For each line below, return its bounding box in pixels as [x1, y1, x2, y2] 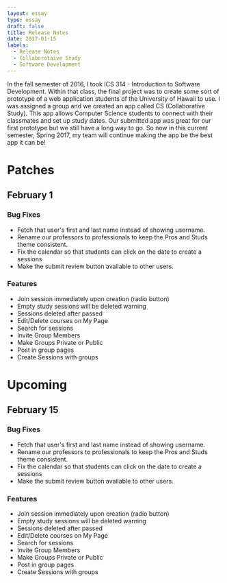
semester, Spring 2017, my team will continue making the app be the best [7, 131, 213, 139]
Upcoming [7, 377, 68, 392]
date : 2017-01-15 [7, 36, 57, 43]
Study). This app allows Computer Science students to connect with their [7, 109, 213, 117]
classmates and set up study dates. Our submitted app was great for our [7, 116, 211, 124]
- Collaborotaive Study [13, 55, 81, 62]
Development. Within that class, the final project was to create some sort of [7, 87, 219, 95]
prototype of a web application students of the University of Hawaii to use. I [7, 94, 220, 103]
